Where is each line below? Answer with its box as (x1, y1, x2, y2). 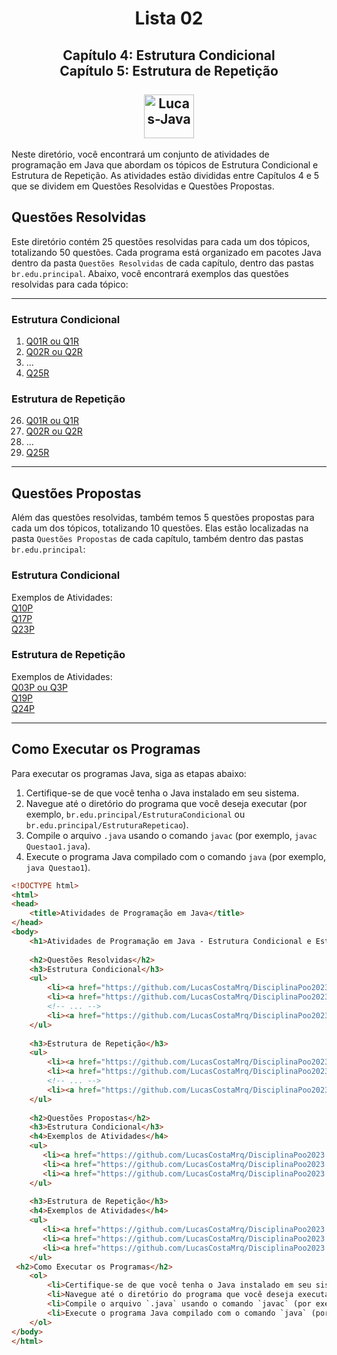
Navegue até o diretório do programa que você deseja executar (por (25, 797, 308, 809)
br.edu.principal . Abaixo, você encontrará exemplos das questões (11, 267, 289, 279)
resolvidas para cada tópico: (11, 278, 129, 290)
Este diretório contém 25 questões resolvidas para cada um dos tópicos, (11, 235, 311, 247)
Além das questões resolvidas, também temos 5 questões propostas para (11, 512, 315, 524)
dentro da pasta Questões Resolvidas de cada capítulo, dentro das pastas (11, 257, 314, 269)
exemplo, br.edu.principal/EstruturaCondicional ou (25, 808, 246, 820)
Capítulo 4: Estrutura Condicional (62, 47, 276, 64)
